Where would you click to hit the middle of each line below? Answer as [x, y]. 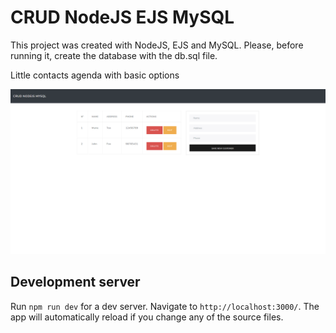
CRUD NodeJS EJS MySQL [122, 17]
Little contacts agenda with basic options [95, 75]
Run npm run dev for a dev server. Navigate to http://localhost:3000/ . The [165, 306]
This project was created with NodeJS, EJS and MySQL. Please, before [157, 45]
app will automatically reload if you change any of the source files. [147, 317]
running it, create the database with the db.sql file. [114, 55]
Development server [75, 282]
